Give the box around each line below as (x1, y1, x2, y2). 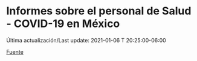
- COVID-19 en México (6, 17, 120, 30)
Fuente (6, 48, 24, 55)
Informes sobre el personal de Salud (6, 4, 192, 18)
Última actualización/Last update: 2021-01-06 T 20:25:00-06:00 (6, 36, 166, 44)
